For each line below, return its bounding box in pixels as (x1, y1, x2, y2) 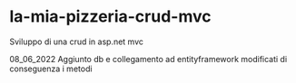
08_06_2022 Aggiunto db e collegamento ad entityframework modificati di (9, 53, 288, 64)
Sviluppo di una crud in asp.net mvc (9, 36, 143, 47)
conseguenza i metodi (9, 63, 93, 74)
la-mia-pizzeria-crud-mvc (9, 6, 212, 27)
